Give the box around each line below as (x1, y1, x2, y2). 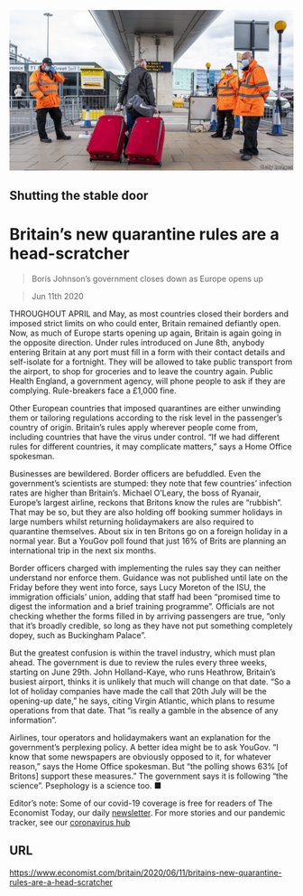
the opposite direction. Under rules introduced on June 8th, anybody (9, 336, 265, 348)
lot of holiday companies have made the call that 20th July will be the (9, 685, 268, 696)
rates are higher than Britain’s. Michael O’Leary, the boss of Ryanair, (9, 487, 262, 498)
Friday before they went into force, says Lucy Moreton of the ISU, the (9, 581, 266, 592)
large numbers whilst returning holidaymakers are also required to (9, 516, 254, 527)
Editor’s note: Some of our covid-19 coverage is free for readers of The (9, 797, 273, 808)
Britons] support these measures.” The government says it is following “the (9, 770, 289, 781)
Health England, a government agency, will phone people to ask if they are (9, 375, 286, 386)
